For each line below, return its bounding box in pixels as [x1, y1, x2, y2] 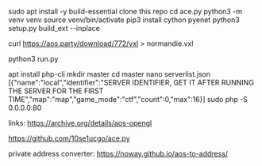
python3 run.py [8, 55, 59, 63]
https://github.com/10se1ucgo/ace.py [8, 134, 130, 143]
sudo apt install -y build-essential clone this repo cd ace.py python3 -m [8, 7, 242, 16]
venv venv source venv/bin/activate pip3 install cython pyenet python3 [8, 15, 240, 25]
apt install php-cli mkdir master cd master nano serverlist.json [8, 70, 211, 78]
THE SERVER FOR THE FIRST [8, 86, 104, 96]
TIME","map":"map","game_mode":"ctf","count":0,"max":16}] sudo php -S [8, 95, 249, 104]
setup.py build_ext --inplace [8, 24, 101, 32]
